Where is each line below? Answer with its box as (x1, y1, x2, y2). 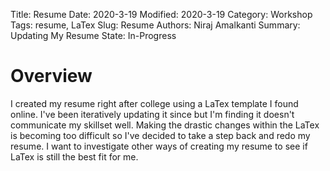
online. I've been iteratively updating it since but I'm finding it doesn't (10, 108, 295, 120)
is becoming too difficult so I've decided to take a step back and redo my (10, 129, 311, 141)
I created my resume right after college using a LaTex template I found (10, 97, 299, 109)
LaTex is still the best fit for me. (10, 150, 139, 163)
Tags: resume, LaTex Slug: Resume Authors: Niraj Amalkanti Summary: (10, 19, 301, 31)
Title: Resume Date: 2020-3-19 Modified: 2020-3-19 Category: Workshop (10, 9, 313, 20)
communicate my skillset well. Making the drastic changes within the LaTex (10, 119, 320, 131)
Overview (10, 65, 93, 88)
